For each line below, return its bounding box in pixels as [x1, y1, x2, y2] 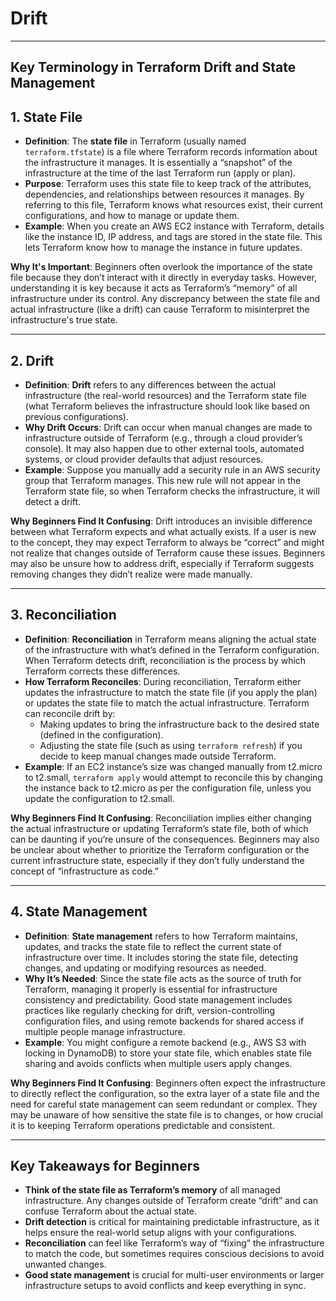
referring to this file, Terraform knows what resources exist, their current [24, 199, 324, 211]
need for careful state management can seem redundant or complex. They [10, 1098, 318, 1110]
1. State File [10, 108, 83, 126]
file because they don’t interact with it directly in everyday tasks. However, [10, 272, 318, 284]
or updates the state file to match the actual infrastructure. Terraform [24, 697, 310, 709]
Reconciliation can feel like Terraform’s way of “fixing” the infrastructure [24, 1237, 325, 1249]
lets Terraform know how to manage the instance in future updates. [24, 242, 303, 254]
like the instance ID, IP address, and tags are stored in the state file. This [24, 231, 323, 243]
